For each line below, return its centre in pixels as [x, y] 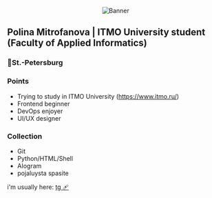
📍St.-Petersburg [35, 63]
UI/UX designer [39, 118]
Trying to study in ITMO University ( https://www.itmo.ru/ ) [98, 96]
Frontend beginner [43, 103]
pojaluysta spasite [43, 173]
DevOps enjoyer [40, 111]
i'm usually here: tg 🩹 [38, 187]
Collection [25, 136]
